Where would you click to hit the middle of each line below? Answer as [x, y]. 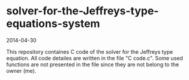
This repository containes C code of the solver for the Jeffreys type [90, 51]
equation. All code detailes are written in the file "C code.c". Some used [94, 58]
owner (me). [21, 70]
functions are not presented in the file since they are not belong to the [93, 64]
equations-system [53, 24]
